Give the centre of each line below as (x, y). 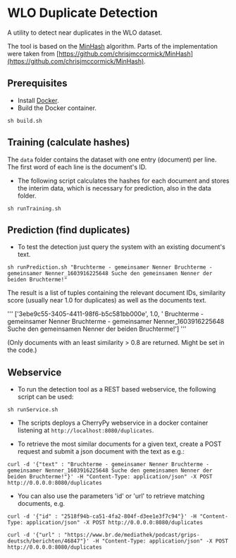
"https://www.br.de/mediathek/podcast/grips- (132, 535)
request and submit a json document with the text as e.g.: (101, 451)
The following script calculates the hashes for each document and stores (123, 181)
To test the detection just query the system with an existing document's (121, 247)
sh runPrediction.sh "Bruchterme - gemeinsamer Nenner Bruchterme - (110, 267)
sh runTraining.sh (34, 208)
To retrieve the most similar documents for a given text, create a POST (119, 444)
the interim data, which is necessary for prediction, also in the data (114, 188)
